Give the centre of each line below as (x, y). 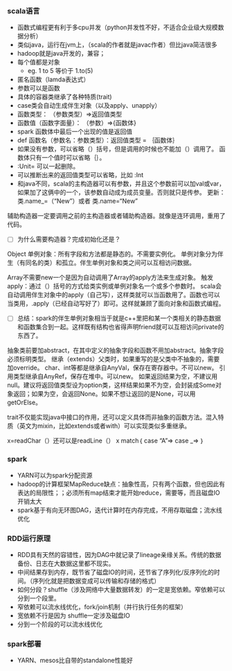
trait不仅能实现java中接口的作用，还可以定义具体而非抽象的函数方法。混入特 (116, 417)
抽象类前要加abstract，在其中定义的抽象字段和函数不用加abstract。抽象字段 (116, 350)
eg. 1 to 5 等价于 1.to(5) (60, 71)
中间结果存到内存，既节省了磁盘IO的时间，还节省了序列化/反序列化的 (116, 572)
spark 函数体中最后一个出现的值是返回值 (75, 132)
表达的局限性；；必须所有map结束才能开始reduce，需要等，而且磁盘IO (118, 492)
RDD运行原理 (29, 538)
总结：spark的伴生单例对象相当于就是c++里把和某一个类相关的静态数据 (119, 318)
